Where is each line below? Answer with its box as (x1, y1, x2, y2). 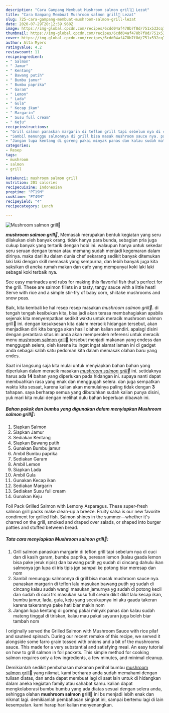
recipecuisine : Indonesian (6, 185, 62, 190)
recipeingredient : (6, 54, 44, 59)
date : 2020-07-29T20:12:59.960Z (6, 21, 73, 27)
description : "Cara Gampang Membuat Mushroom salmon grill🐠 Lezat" (6, 7, 150, 13)
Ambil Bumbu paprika (13, 451, 58, 457)
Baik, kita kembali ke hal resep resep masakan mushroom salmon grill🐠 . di (6, 304, 159, 310)
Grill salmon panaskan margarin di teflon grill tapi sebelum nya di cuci (13, 549, 157, 555)
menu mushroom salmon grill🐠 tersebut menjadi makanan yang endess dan (6, 337, 161, 343)
